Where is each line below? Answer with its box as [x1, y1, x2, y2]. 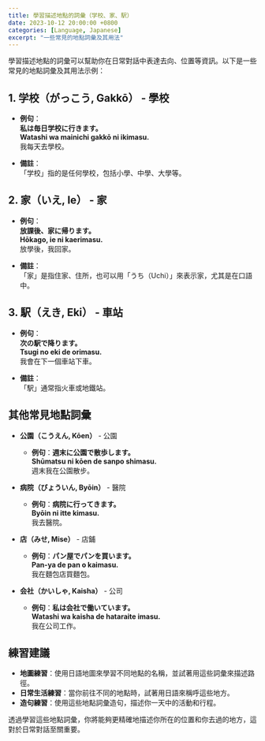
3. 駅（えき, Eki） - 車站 [8, 306, 124, 319]
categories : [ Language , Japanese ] [8, 26, 122, 34]
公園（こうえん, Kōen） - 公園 [19, 430, 118, 440]
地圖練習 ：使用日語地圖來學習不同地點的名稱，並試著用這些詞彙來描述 [19, 668, 248, 678]
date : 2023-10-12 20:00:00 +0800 [8, 19, 118, 27]
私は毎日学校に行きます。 [19, 124, 103, 133]
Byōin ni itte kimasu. [31, 508, 100, 517]
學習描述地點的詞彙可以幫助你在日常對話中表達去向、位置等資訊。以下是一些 [8, 56, 257, 65]
